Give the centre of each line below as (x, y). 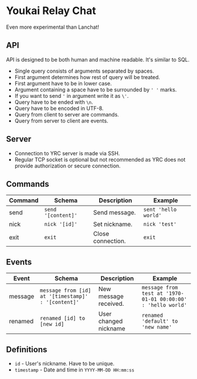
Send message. (114, 213)
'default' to (160, 321)
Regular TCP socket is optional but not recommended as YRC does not (100, 159)
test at (152, 293)
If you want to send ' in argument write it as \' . (72, 95)
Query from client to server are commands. (67, 114)
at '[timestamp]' (64, 296)
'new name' (157, 327)
